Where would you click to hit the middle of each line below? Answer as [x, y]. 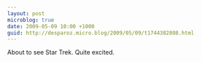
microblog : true [31, 20]
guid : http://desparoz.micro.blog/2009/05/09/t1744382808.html [101, 33]
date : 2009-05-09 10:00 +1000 [51, 26]
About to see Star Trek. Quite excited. [61, 52]
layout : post [26, 13]
